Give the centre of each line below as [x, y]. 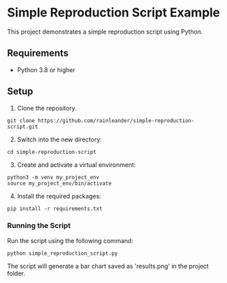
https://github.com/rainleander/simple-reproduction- [116, 121]
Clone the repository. [47, 108]
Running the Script [39, 226]
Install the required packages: [59, 196]
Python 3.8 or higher [46, 69]
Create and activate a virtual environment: [76, 165]
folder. [16, 273]
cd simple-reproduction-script [52, 152]
